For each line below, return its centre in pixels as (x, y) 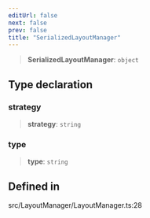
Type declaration (50, 85)
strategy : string (54, 124)
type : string (48, 161)
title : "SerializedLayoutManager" (65, 37)
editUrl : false (33, 15)
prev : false (27, 30)
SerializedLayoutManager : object (83, 60)
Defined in (34, 186)
